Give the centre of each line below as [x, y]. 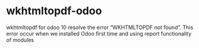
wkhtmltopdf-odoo [54, 11]
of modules [20, 40]
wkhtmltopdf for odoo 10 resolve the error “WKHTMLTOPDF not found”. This [100, 27]
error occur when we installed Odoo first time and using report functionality [99, 33]
